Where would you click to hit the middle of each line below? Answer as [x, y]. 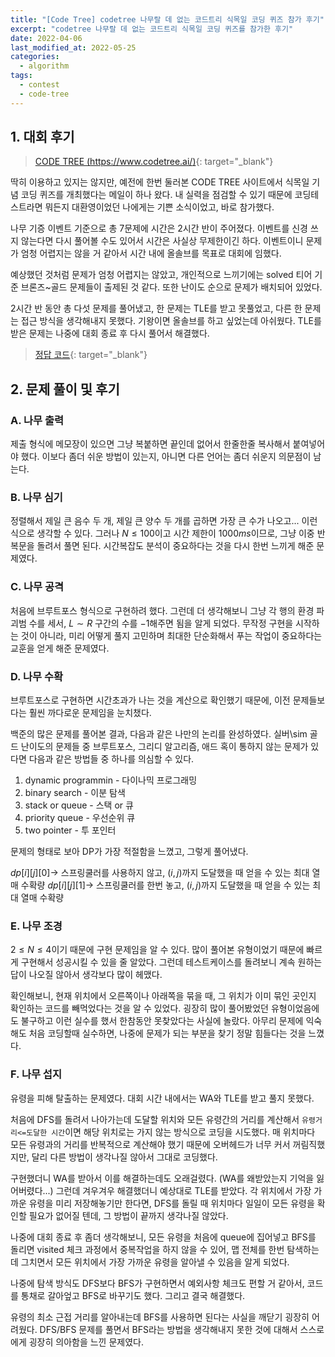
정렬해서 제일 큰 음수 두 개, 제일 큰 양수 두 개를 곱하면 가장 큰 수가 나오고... [155, 521]
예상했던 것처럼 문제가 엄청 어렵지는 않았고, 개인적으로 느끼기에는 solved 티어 [161, 275]
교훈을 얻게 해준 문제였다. [60, 648]
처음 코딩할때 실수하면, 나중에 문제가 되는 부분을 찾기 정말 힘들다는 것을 [167, 1033]
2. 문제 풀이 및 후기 [65, 389]
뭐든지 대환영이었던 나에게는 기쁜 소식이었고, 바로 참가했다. [159, 207]
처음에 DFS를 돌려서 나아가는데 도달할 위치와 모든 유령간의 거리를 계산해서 [155, 1119]
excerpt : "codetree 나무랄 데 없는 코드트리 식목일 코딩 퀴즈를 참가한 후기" [152, 29]
